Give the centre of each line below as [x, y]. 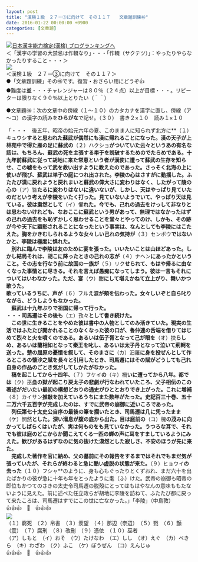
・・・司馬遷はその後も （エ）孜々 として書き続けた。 [71, 316]
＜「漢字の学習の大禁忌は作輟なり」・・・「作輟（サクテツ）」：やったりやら [96, 53]
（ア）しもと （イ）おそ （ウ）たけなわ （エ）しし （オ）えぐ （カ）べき [98, 538]
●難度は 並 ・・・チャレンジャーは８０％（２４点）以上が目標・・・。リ [93, 91]
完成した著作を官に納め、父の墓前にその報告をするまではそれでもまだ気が [101, 456]
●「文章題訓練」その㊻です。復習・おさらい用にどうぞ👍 [75, 81]
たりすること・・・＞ [42, 60]
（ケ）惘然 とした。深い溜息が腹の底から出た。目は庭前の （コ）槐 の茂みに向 [99, 419]
